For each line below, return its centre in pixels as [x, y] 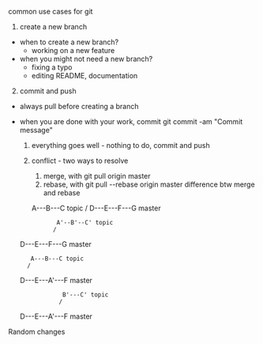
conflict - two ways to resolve [80, 161]
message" [36, 130]
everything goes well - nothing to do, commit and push [121, 145]
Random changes [37, 332]
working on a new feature [73, 50]
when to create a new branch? [69, 42]
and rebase [62, 193]
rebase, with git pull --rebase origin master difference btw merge [149, 184]
